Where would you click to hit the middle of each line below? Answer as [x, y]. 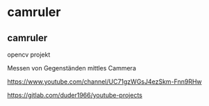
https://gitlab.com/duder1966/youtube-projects [75, 95]
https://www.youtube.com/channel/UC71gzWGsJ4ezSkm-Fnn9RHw [105, 82]
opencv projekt [29, 54]
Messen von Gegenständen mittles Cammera [72, 68]
